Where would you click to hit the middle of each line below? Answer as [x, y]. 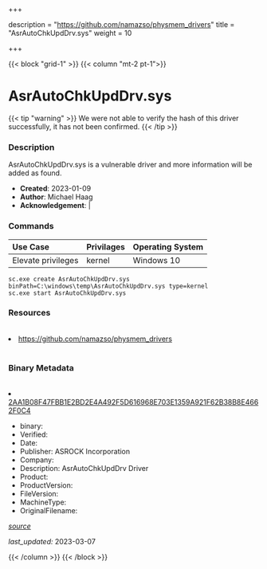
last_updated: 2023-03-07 [52, 542]
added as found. [35, 173]
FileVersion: [39, 494]
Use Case [31, 246]
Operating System [168, 246]
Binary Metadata [41, 367]
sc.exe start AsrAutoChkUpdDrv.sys [67, 293]
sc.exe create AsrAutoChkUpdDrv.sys [69, 279]
